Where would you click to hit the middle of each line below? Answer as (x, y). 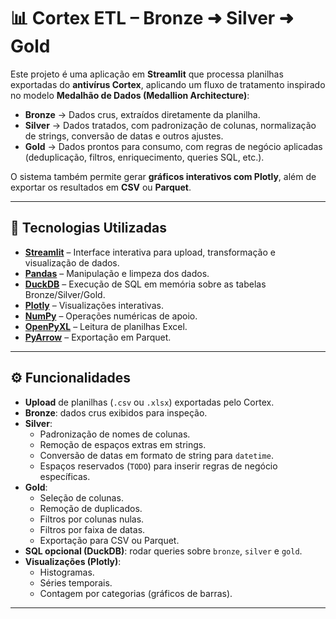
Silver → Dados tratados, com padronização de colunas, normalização (170, 125)
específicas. (65, 476)
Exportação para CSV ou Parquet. (109, 540)
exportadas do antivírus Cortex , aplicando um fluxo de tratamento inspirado (168, 84)
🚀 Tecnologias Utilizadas (88, 228)
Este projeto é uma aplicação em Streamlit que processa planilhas (147, 74)
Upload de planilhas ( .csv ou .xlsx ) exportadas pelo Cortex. (149, 402)
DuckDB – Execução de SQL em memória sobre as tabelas (145, 284)
